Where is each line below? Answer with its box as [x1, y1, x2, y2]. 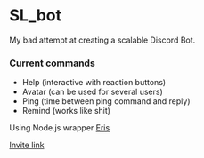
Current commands [9, 57, 95, 69]
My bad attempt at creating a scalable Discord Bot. [9, 35, 196, 45]
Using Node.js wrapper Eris [9, 122, 110, 133]
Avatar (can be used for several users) [21, 86, 163, 98]
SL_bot [9, 5, 62, 26]
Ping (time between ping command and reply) [21, 96, 191, 107]
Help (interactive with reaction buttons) [21, 77, 167, 88]
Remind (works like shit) [21, 106, 111, 116]
